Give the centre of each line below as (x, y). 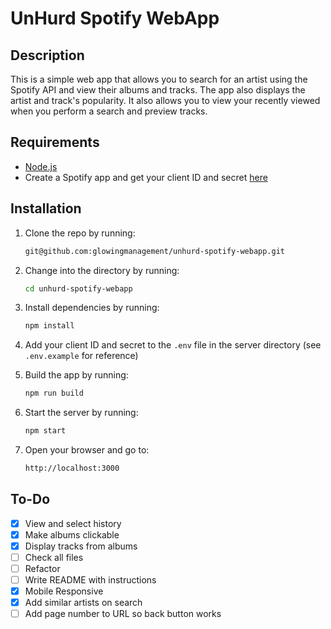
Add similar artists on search (83, 603)
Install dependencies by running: (92, 308)
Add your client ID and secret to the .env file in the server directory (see (173, 345)
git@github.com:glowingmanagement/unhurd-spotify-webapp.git (155, 251)
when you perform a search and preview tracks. (109, 111)
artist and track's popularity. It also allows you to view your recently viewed (165, 100)
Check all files (54, 557)
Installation (46, 208)
